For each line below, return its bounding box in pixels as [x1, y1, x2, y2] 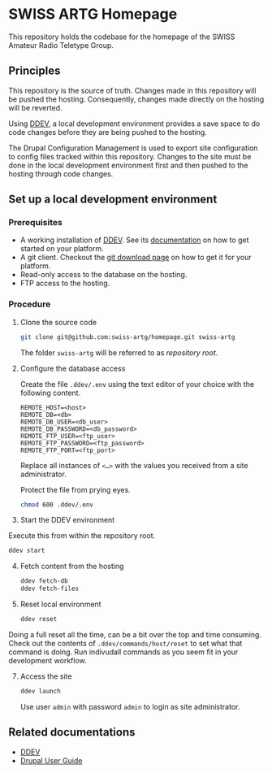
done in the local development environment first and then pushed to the [8, 160, 248, 170]
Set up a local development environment [8, 193, 218, 206]
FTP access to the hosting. [19, 278, 110, 289]
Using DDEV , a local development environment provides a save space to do [8, 119, 261, 128]
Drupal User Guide [19, 755, 83, 765]
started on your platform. [19, 244, 104, 254]
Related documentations [8, 725, 136, 740]
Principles [8, 64, 61, 78]
